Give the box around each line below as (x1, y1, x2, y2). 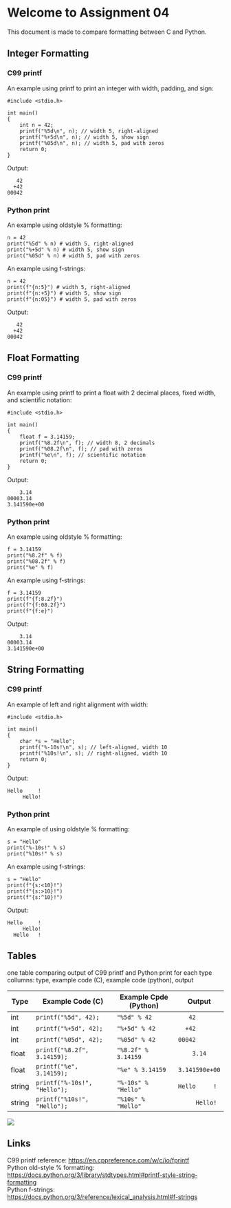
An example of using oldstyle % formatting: (7, 824, 130, 833)
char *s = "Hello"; (19, 737, 76, 744)
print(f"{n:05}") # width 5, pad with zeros (7, 295, 137, 303)
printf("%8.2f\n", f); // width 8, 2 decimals (19, 439, 155, 446)
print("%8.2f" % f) (7, 552, 63, 559)
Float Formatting (7, 352, 80, 364)
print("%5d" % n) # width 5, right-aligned (7, 240, 134, 247)
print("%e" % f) (7, 564, 54, 571)
